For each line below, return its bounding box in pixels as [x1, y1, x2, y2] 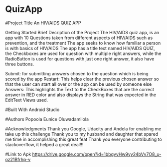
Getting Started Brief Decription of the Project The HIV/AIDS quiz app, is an [5, 29, 160, 35]
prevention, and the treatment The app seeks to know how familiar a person [5, 40, 161, 46]
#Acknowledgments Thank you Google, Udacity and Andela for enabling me [5, 125, 162, 132]
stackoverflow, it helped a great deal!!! [5, 141, 84, 147]
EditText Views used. [5, 97, 48, 103]
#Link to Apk [5, 151, 31, 157]
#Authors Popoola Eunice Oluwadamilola [5, 116, 89, 122]
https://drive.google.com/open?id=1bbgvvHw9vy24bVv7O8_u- [32, 151, 162, 157]
